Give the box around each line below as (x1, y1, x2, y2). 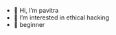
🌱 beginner (13, 21, 45, 28)
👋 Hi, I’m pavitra (13, 7, 59, 14)
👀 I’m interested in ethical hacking (13, 13, 110, 22)
